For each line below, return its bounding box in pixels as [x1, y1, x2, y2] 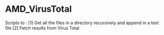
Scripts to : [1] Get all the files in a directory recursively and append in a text [5, 20, 159, 26]
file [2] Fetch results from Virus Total [5, 25, 80, 31]
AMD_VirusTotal [5, 3, 72, 15]
